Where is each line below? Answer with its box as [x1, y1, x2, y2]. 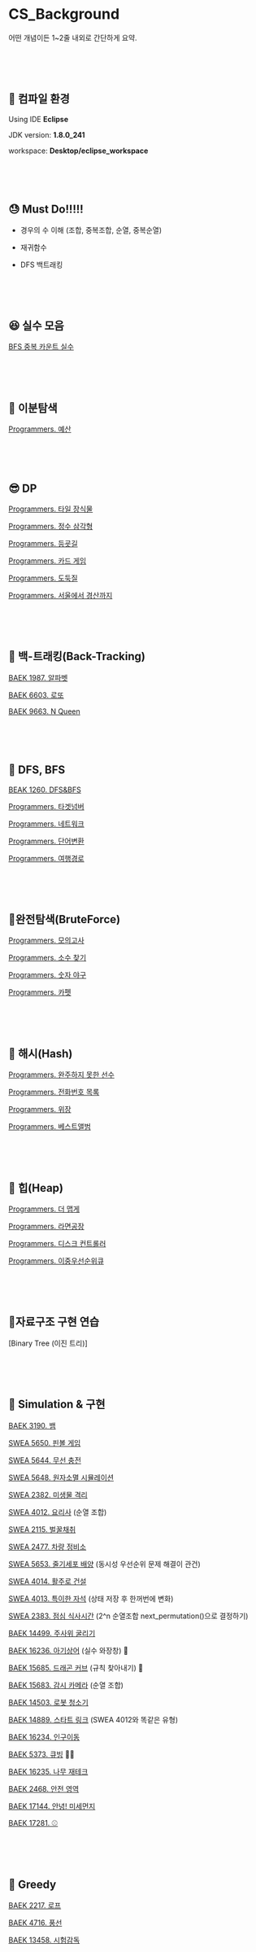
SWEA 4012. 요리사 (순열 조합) [8, 1507, 107, 1517]
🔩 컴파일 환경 [8, 92, 71, 106]
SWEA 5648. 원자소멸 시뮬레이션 [8, 1473, 114, 1482]
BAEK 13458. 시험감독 [8, 1935, 80, 1945]
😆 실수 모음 [8, 318, 65, 332]
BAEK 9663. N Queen [8, 706, 80, 716]
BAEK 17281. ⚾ [8, 1818, 59, 1827]
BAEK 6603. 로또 [8, 689, 64, 700]
